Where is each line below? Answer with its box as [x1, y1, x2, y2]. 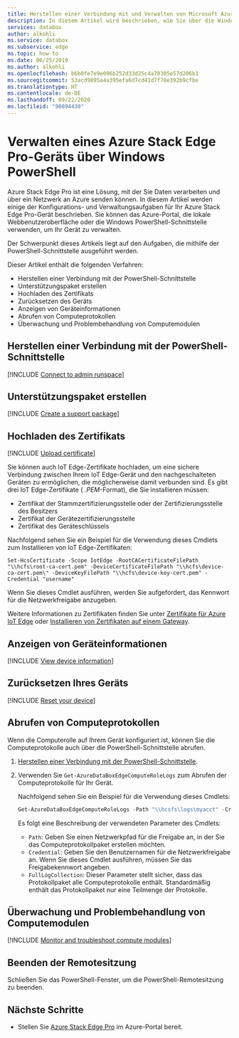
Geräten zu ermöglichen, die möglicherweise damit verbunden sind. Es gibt [7, 478, 228, 487]
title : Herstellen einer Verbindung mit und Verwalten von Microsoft [7, 10, 218, 18]
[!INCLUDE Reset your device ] [7, 696, 96, 704]
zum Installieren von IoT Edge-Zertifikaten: [7, 544, 132, 552]
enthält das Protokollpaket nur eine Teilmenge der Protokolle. [28, 885, 208, 894]
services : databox [7, 23, 62, 31]
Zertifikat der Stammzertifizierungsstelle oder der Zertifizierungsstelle [17, 499, 223, 508]
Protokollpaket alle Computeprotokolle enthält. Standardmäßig [28, 878, 211, 886]
